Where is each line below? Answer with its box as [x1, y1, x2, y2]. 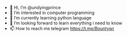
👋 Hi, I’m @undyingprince [9, 5, 61, 10]
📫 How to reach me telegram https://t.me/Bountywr [9, 26, 114, 31]
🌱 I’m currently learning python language [9, 15, 91, 20]
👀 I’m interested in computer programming [9, 10, 95, 16]
